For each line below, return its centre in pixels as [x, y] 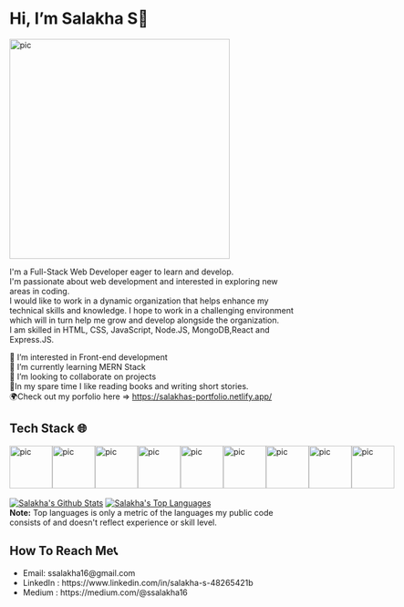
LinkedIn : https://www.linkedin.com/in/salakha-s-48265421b [138, 582]
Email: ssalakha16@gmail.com [79, 572]
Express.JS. [32, 339]
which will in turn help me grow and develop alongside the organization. [145, 320]
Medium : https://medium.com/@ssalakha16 [105, 592]
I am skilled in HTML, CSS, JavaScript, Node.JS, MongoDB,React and [140, 329]
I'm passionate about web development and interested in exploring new [144, 281]
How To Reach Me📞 [64, 551]
